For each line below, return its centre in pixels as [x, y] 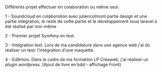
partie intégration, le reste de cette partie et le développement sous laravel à [81, 21]
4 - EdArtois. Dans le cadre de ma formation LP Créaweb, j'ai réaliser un [77, 59]
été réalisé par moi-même [31, 26]
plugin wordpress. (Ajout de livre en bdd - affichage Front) [63, 65]
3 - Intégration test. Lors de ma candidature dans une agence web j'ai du [78, 45]
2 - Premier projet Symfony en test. [40, 36]
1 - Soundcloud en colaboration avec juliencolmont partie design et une [76, 16]
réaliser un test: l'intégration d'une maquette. [50, 50]
